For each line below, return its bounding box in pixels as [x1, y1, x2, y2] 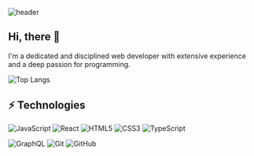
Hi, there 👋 [8, 30, 61, 43]
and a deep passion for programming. [8, 59, 131, 69]
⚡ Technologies [8, 98, 86, 112]
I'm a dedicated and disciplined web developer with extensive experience [8, 51, 246, 61]
